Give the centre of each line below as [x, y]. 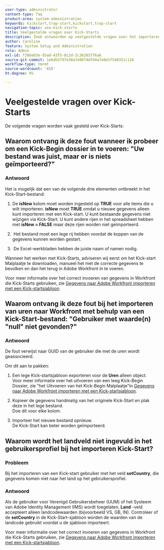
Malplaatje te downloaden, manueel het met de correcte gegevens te [74, 263]
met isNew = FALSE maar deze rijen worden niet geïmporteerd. [76, 224]
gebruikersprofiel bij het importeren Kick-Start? [79, 449]
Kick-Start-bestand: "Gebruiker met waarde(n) [78, 319]
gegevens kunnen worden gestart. [47, 239]
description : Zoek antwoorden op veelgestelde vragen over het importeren [83, 37]
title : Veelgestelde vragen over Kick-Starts [52, 32]
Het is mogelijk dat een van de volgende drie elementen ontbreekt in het [78, 189]
